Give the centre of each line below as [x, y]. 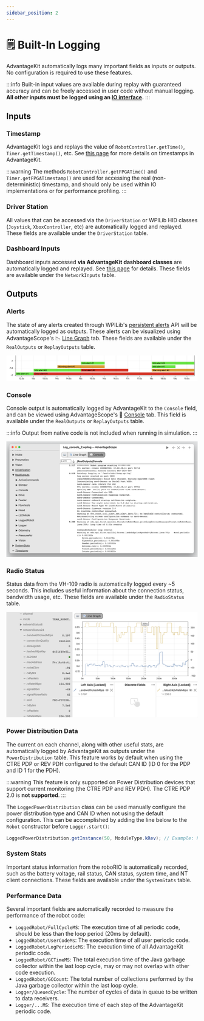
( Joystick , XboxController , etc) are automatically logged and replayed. [95, 226]
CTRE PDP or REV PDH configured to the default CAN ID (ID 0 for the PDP [98, 763]
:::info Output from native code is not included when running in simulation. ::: [102, 433]
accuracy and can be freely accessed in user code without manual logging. [100, 91]
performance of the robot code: [46, 916]
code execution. [35, 973]
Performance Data [34, 896]
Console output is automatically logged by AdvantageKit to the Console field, [102, 409]
